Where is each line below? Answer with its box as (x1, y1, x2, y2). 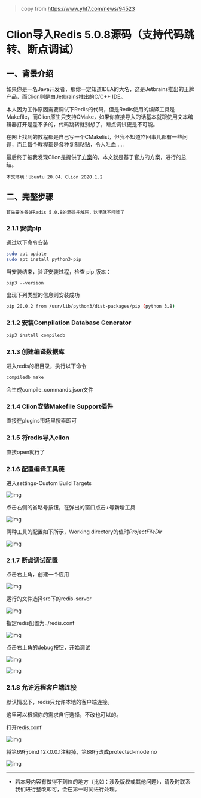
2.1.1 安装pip (6, 224, 42, 232)
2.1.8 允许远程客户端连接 (6, 684, 77, 692)
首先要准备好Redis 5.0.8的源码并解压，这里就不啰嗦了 (6, 209, 125, 215)
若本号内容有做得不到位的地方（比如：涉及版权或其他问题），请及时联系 (14, 778, 191, 785)
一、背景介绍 (6, 68, 54, 78)
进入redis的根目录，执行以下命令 (6, 362, 87, 370)
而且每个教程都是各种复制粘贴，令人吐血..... (16, 141, 124, 148)
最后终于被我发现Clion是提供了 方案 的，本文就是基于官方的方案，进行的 (6, 154, 181, 160)
